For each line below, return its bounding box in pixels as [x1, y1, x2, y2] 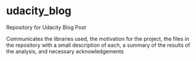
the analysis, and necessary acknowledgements [6, 47, 124, 54]
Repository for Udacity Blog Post [6, 24, 86, 31]
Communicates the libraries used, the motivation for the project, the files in [6, 35, 189, 42]
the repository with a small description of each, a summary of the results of [6, 41, 191, 49]
